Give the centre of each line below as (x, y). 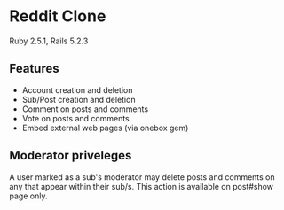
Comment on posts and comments (85, 109)
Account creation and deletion (77, 89)
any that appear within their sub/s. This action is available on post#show (141, 186)
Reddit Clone (58, 16)
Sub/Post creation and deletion (79, 99)
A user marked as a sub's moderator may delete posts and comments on (142, 177)
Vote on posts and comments (76, 118)
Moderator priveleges (71, 156)
